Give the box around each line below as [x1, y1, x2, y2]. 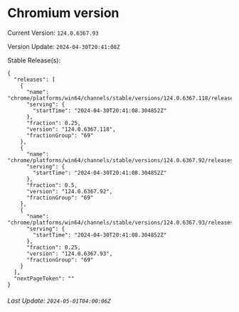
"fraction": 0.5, [26, 181, 78, 189]
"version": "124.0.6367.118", [26, 126, 116, 133]
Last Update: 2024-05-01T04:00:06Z [7, 296, 112, 305]
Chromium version [7, 5, 119, 21]
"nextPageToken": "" [14, 275, 75, 282]
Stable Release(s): [7, 55, 61, 65]
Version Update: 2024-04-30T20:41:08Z [7, 42, 120, 50]
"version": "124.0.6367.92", [26, 188, 113, 195]
